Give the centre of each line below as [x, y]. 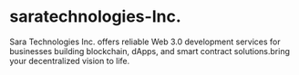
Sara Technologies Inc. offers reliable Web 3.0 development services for [145, 42]
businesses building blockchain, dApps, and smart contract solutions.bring [149, 51]
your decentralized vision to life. [70, 61]
